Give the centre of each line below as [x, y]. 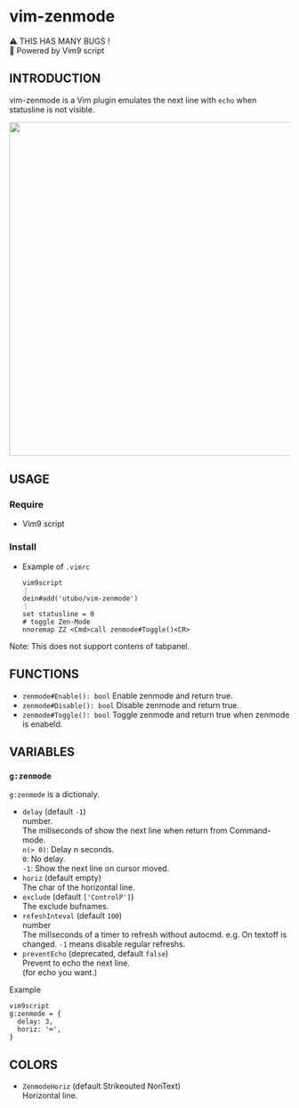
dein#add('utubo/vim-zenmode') [80, 599]
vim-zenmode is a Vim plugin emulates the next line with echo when [133, 100]
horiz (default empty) [62, 878]
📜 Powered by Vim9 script [57, 50]
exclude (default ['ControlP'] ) [78, 897]
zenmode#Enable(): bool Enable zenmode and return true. [127, 696]
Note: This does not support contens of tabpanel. [100, 646]
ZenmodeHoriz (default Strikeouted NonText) [101, 1086]
